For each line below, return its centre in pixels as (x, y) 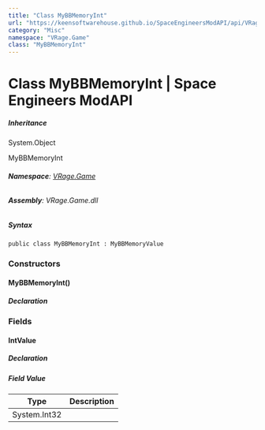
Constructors (34, 264)
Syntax (21, 225)
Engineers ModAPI (71, 101)
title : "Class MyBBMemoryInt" (58, 15)
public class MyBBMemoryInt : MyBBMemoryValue (86, 244)
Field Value (27, 378)
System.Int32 (37, 414)
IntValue (22, 340)
